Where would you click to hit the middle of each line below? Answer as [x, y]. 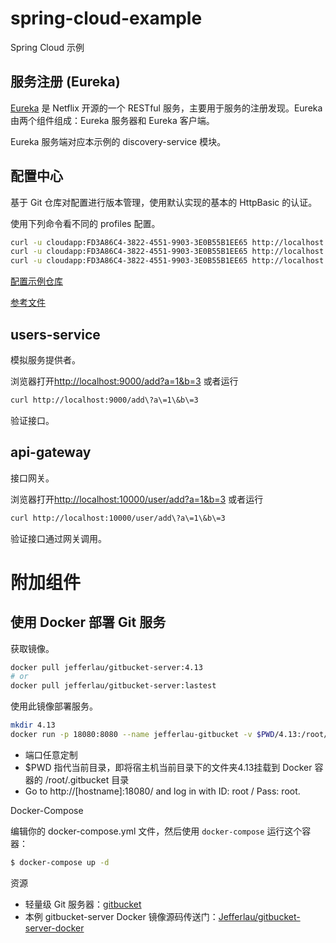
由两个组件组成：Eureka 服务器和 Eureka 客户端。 [112, 120]
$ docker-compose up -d [60, 862]
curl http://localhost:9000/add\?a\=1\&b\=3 [104, 400]
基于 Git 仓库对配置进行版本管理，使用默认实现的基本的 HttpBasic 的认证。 [164, 202]
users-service [55, 334]
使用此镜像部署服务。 [54, 706]
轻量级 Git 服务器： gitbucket [83, 904]
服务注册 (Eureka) [65, 82]
